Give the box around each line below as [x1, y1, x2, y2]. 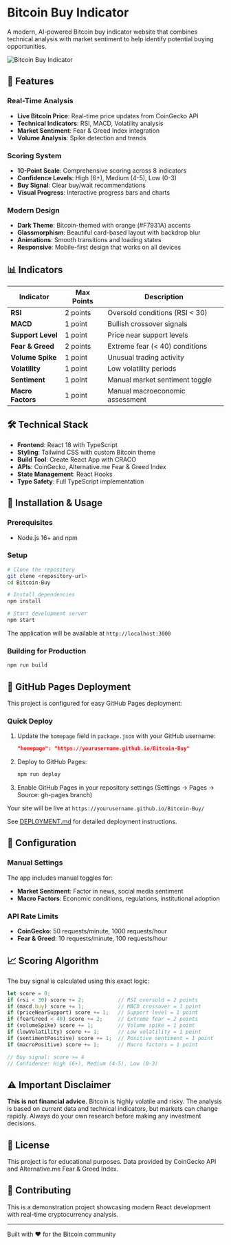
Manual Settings [7, 858, 63, 867]
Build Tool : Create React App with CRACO [16, 455, 136, 464]
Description [144, 292, 184, 302]
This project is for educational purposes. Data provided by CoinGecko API [7, 1158, 217, 1166]
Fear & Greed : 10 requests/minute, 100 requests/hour [16, 934, 168, 942]
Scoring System [7, 151, 62, 160]
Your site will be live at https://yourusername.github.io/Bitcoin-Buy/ [7, 803, 205, 812]
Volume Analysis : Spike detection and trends [16, 133, 146, 142]
